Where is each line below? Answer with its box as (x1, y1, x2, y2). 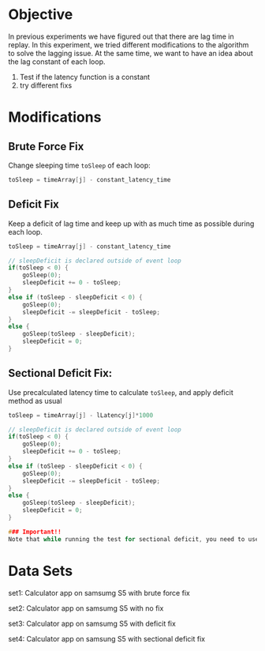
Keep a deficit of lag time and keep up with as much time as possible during (8, 219, 255, 228)
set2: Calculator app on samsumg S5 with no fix (8, 603, 164, 613)
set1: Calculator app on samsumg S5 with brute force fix (8, 588, 191, 597)
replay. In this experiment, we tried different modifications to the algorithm (8, 40, 249, 49)
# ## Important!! (8, 528, 62, 536)
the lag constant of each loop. (8, 57, 106, 66)
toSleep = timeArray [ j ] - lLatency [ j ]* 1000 (8, 411, 154, 420)
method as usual (8, 396, 62, 405)
